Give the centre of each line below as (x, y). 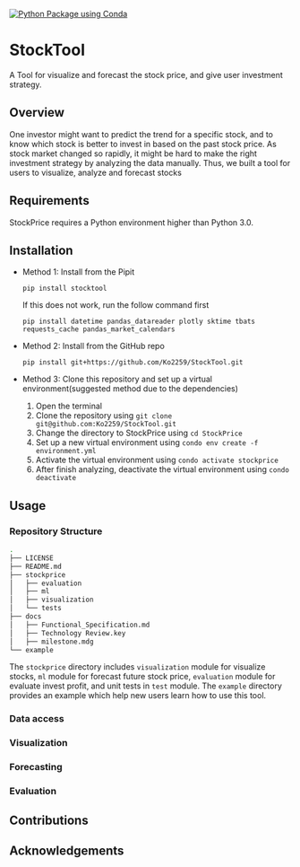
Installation (41, 250)
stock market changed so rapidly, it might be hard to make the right (133, 153)
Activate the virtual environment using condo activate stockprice (157, 460)
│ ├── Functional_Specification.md (80, 625)
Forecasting (36, 767)
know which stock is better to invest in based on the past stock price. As (143, 144)
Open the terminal (69, 406)
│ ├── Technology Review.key (68, 633)
